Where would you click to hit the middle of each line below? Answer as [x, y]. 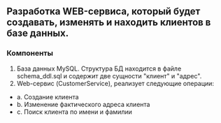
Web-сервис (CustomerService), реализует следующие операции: [115, 83]
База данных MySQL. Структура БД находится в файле [99, 68]
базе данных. [38, 33]
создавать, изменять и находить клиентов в [109, 23]
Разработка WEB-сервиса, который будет [104, 12]
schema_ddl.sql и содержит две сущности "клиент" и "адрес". [109, 75]
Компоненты [30, 53]
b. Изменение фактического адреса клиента [83, 104]
